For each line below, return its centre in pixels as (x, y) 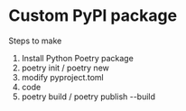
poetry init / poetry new (65, 68)
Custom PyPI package (93, 16)
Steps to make (35, 41)
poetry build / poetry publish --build (88, 97)
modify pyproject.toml (63, 77)
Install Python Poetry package (78, 58)
